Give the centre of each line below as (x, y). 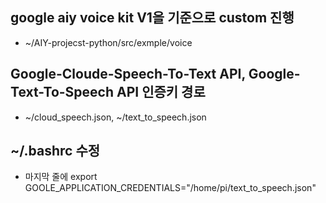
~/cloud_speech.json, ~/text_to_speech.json (115, 117)
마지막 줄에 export (61, 177)
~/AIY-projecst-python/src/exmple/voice (108, 42)
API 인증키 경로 (161, 92)
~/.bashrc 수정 (55, 151)
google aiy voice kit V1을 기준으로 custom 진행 (152, 18)
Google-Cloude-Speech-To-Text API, (128, 74)
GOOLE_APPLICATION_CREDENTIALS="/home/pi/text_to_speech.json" (170, 188)
